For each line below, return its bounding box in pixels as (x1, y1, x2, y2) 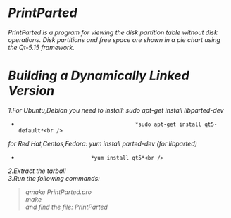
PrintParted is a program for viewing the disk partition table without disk (8, 28, 218, 37)
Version (8, 83, 55, 99)
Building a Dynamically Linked (8, 68, 189, 84)
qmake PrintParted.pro (25, 188, 92, 196)
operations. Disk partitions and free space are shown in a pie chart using (8, 35, 221, 44)
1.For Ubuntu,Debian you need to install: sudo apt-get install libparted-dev (8, 105, 224, 114)
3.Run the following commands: (8, 174, 101, 182)
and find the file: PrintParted (25, 203, 108, 211)
